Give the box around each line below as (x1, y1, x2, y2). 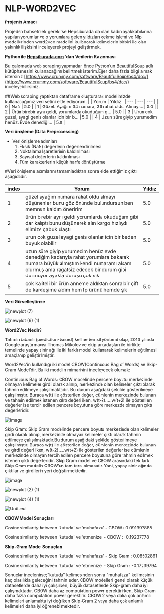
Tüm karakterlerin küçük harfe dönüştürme (19, 159, 106, 165)
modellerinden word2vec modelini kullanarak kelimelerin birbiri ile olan (5, 39, 147, 44)
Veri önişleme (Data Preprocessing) (5, 128, 79, 134)
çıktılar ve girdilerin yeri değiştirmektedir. (5, 467, 87, 474)
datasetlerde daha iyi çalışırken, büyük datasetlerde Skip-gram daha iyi (5, 582, 148, 588)
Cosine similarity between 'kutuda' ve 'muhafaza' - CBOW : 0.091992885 (5, 525, 152, 530)
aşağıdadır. (5, 173, 27, 179)
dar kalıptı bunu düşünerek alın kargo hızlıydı (25, 219, 128, 226)
